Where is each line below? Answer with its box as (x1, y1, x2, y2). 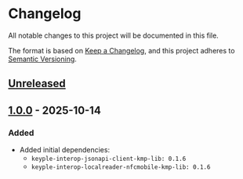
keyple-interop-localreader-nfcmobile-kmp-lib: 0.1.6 (31, 163, 211, 171)
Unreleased (8, 77, 67, 90)
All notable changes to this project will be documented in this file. (8, 31, 219, 40)
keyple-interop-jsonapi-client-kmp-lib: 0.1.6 (31, 155, 187, 163)
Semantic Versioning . (8, 54, 77, 64)
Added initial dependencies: (19, 145, 111, 155)
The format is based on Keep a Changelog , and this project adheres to (8, 46, 235, 55)
